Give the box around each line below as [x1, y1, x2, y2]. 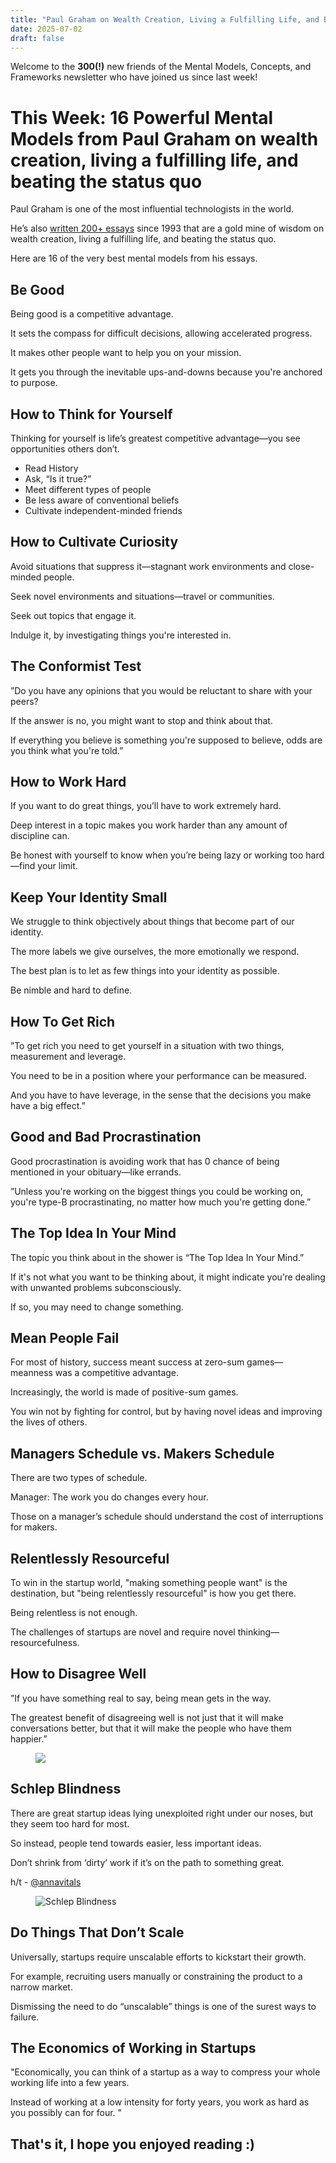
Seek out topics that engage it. [10, 609, 137, 621]
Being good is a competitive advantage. [10, 308, 174, 320]
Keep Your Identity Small [10, 889, 168, 906]
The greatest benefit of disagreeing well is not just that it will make [10, 1711, 284, 1723]
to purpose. [10, 377, 58, 389]
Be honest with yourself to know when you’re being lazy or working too [10, 849, 304, 861]
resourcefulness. [10, 1637, 80, 1649]
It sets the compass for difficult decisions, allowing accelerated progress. [10, 327, 313, 340]
